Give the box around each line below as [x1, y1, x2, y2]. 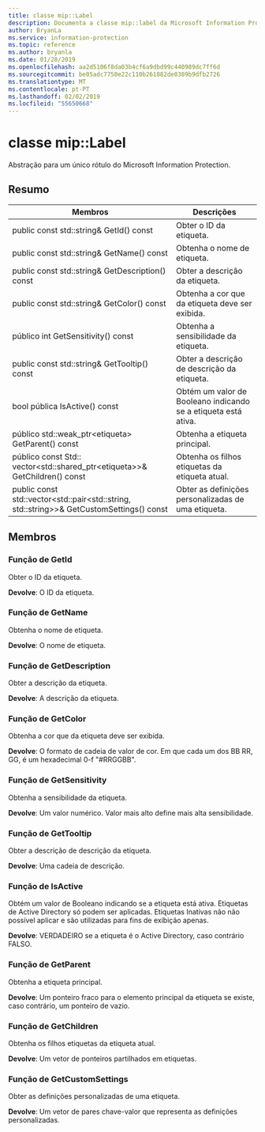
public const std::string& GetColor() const [12, 297, 166, 309]
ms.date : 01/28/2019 [8, 56, 77, 64]
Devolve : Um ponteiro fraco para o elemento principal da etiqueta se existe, [8, 992, 255, 1001]
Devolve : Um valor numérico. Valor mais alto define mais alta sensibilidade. [8, 808, 254, 817]
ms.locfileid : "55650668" [8, 100, 93, 108]
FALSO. [8, 939, 32, 949]
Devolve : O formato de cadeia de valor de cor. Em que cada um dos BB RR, [8, 747, 253, 756]
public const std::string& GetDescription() [12, 265, 166, 276]
